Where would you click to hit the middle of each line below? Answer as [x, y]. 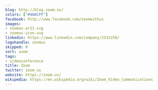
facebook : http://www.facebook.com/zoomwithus [54, 19]
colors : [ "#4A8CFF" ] [27, 14]
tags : [11, 56]
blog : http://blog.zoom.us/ [34, 10]
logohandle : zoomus [25, 42]
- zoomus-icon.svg [24, 33]
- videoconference [24, 61]
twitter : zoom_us [23, 70]
